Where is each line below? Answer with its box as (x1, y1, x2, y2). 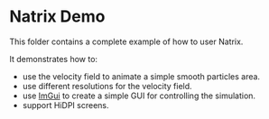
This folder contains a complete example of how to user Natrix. (9, 36, 244, 47)
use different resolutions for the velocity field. (22, 80, 192, 91)
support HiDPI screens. (22, 99, 109, 110)
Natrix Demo (9, 6, 106, 27)
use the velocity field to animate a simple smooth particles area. (22, 70, 260, 82)
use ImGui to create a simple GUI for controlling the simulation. (22, 90, 255, 101)
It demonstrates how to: (9, 53, 97, 64)
